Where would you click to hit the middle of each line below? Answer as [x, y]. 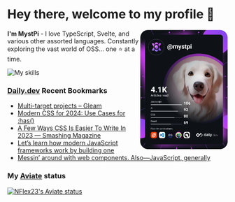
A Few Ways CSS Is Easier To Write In [71, 128]
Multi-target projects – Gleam [60, 106]
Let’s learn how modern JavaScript [67, 143]
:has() [26, 121]
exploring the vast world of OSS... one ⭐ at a [71, 49]
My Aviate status [37, 176]
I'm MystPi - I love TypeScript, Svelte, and [68, 34]
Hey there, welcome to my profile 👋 [111, 14]
